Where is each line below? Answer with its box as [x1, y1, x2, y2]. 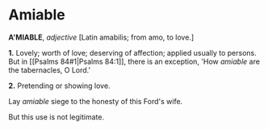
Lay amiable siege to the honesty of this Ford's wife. [8, 96, 183, 106]
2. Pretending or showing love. [8, 81, 111, 90]
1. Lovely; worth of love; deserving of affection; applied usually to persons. [8, 48, 257, 57]
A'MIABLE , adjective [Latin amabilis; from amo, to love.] [8, 32, 195, 42]
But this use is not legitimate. [8, 111, 105, 122]
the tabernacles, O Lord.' [8, 65, 91, 74]
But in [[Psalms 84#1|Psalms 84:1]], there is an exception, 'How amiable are [8, 57, 261, 66]
